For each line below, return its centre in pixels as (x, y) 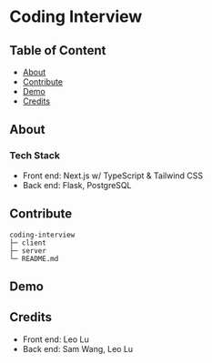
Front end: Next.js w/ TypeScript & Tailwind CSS (112, 176)
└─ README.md (34, 258)
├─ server (28, 251)
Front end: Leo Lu (56, 339)
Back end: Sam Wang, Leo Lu (78, 348)
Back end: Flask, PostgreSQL (77, 185)
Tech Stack (35, 156)
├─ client (28, 243)
